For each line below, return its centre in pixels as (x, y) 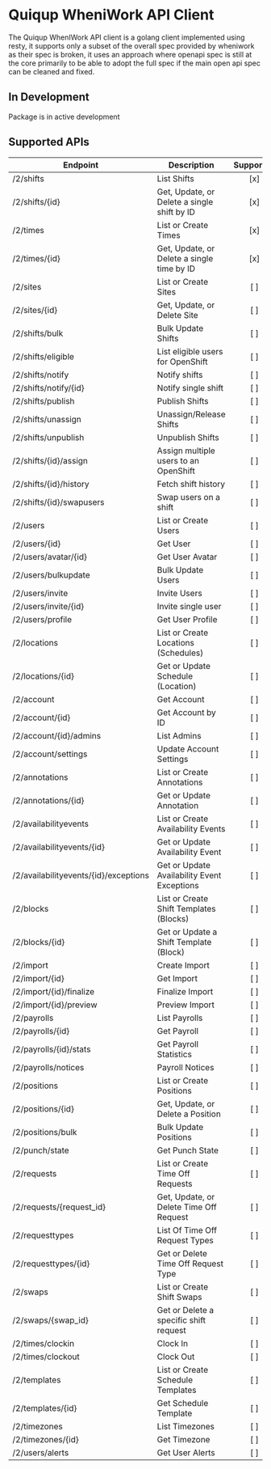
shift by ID (176, 212)
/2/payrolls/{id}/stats (52, 1049)
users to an (178, 460)
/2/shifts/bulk (38, 333)
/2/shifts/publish (44, 400)
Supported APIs (49, 142)
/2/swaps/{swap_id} (50, 1320)
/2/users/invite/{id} (48, 606)
